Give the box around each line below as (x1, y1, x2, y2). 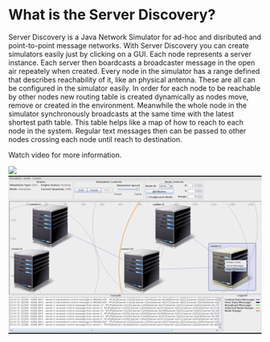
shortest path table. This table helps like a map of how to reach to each (8, 117, 243, 127)
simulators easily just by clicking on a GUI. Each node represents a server (8, 49, 252, 59)
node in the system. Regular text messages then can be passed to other (8, 126, 247, 136)
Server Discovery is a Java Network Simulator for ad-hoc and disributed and (8, 32, 262, 42)
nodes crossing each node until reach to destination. (8, 134, 182, 144)
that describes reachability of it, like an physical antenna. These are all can (8, 75, 256, 84)
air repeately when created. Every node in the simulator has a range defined (8, 66, 260, 75)
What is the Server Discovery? (8, 6, 216, 24)
